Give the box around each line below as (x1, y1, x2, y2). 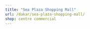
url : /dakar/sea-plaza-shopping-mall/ (5, 12, 85, 17)
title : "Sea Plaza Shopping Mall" (5, 7, 77, 12)
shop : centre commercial (5, 16, 56, 21)
